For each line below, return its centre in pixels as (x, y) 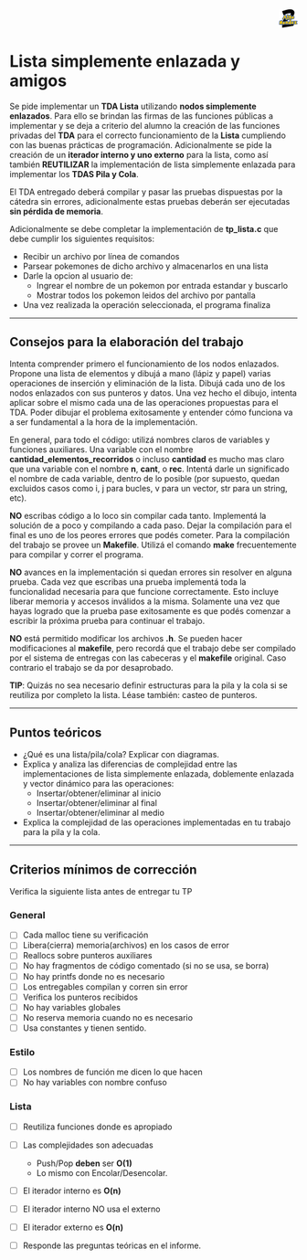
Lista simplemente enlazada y (125, 61)
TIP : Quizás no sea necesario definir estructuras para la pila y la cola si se (148, 685)
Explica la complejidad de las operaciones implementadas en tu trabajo (156, 822)
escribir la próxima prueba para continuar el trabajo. (107, 621)
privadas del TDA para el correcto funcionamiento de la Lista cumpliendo (148, 135)
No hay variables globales (72, 1007)
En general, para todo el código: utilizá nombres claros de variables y (140, 440)
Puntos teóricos (56, 732)
